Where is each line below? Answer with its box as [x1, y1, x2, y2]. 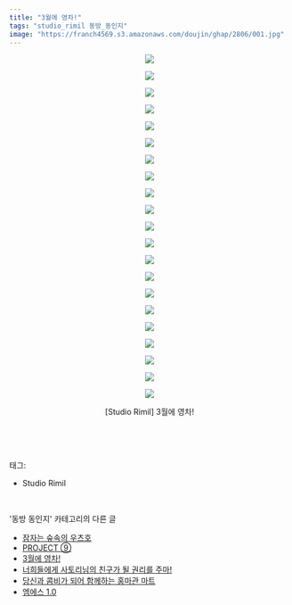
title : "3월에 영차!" [9, 12, 82, 22]
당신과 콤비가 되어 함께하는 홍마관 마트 [21, 576, 156, 586]
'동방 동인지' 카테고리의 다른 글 [9, 514, 117, 525]
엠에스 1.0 [21, 586, 57, 598]
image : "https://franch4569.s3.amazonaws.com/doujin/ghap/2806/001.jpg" [9, 29, 285, 38]
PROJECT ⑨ [21, 543, 72, 553]
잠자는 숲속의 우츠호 [21, 533, 92, 543]
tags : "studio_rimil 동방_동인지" [9, 21, 128, 30]
